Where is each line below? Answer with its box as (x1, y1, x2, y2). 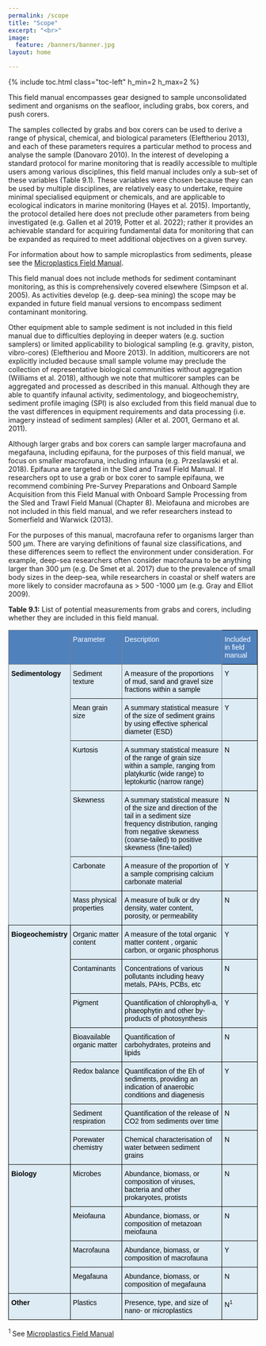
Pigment (72, 999, 99, 1007)
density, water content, (124, 903, 194, 912)
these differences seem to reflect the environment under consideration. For (8, 547, 254, 556)
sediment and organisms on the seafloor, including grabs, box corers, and (8, 101, 249, 110)
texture (72, 677, 95, 686)
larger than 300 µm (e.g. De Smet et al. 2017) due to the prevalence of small (8, 564, 256, 573)
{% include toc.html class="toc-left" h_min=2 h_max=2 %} (8, 77, 200, 86)
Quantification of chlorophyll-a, (124, 999, 218, 1007)
